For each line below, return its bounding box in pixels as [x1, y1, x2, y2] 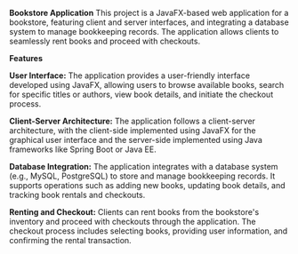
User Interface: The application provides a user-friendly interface [9, 70, 251, 81]
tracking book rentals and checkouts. [9, 190, 146, 200]
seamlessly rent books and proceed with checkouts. [9, 36, 201, 46]
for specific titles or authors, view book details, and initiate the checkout [9, 89, 274, 99]
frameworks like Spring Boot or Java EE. [9, 144, 157, 155]
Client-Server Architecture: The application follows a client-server [9, 115, 256, 126]
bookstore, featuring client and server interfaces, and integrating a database [9, 17, 289, 28]
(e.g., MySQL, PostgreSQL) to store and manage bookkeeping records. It [9, 171, 276, 181]
